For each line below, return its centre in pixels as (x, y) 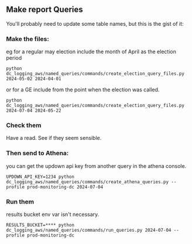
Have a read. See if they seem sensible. (54, 138)
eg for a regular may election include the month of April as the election (91, 51)
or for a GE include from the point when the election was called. (83, 90)
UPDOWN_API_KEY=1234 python (40, 177)
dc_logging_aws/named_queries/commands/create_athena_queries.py (87, 182)
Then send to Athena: (37, 153)
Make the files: (28, 39)
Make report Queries (44, 10)
